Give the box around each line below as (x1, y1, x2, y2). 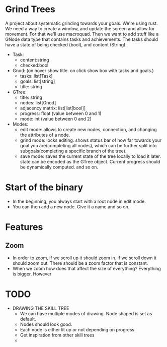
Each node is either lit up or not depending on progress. (20, 326, 136, 332)
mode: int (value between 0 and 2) (20, 115, 92, 122)
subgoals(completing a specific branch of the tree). (20, 148, 127, 154)
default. (20, 316, 36, 322)
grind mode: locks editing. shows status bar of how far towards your (20, 137, 162, 143)
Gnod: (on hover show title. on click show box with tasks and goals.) (12, 67, 154, 74)
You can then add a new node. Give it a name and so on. (12, 203, 130, 210)
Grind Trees (5, 4, 55, 15)
